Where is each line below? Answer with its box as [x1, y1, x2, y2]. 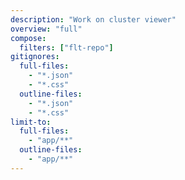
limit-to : [10, 117, 52, 127]
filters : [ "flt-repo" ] [19, 42, 114, 53]
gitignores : [10, 52, 60, 62]
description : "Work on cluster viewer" [10, 14, 177, 25]
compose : [10, 33, 47, 43]
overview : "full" [10, 24, 83, 34]
